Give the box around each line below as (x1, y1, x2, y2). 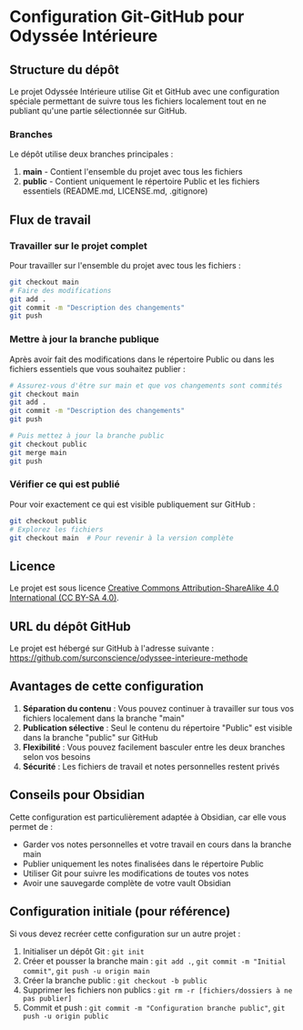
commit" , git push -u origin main (22, 964, 150, 975)
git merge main (9, 448, 67, 457)
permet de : (9, 821, 53, 832)
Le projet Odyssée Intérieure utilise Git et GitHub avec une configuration (9, 86, 280, 96)
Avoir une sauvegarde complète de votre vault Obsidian (22, 877, 232, 888)
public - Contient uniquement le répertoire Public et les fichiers (22, 176, 260, 187)
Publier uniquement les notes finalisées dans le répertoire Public (22, 858, 264, 869)
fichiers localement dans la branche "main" (22, 712, 185, 723)
